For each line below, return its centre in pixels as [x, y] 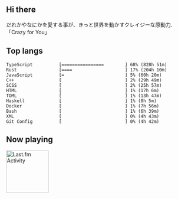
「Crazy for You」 [28, 32]
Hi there [21, 10]
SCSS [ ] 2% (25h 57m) [84, 85]
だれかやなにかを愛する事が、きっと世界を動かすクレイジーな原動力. [89, 25]
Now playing [29, 140]
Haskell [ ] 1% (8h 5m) [82, 101]
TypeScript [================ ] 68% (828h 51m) [87, 64]
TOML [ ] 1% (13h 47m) [84, 96]
